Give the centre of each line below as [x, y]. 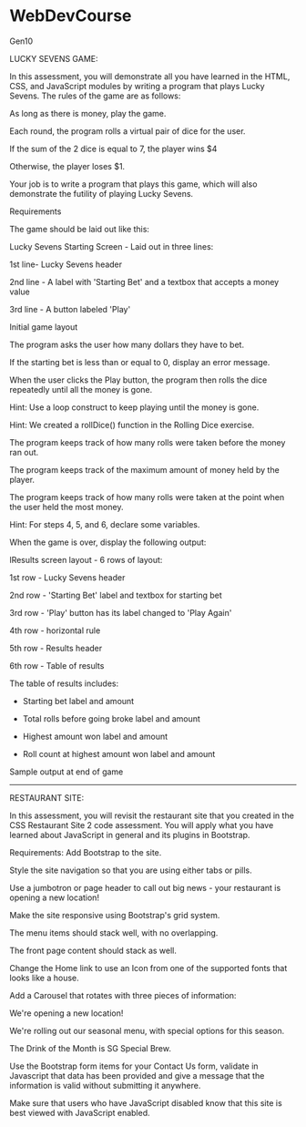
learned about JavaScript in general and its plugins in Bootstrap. [130, 835]
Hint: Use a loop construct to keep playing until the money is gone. [134, 407]
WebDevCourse [71, 16]
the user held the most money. [66, 507]
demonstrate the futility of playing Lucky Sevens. [102, 193]
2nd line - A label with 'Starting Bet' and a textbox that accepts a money [144, 282]
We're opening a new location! [66, 1013]
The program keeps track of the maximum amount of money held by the [144, 469]
